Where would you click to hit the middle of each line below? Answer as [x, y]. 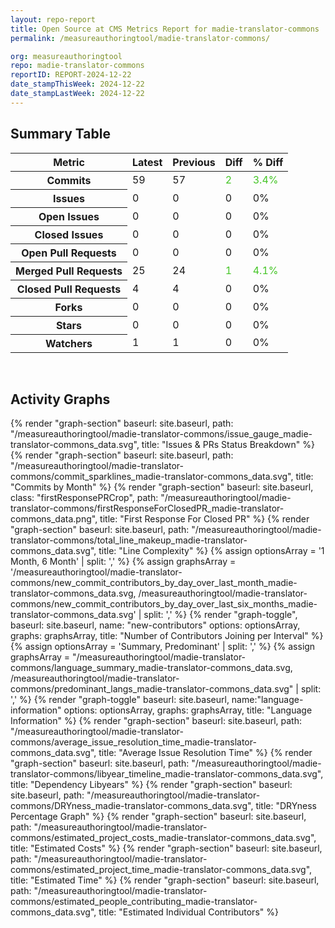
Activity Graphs [60, 399]
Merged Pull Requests [69, 271]
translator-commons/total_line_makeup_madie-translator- [129, 540]
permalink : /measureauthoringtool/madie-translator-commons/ [140, 38]
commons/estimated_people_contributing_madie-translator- [134, 902]
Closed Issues [69, 234]
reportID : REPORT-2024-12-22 [71, 75]
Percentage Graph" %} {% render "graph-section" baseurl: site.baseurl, [158, 817]
